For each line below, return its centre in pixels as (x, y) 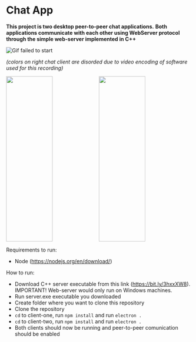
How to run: (20, 272)
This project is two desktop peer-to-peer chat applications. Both (87, 26)
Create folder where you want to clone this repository (79, 303)
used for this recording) (35, 68)
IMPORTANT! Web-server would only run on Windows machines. (93, 290)
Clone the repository (39, 309)
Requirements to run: (31, 250)
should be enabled (37, 334)
